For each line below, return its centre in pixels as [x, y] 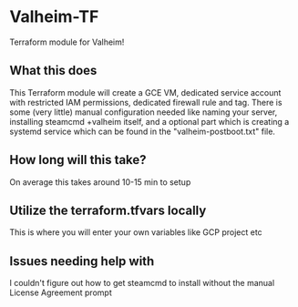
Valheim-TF [54, 17]
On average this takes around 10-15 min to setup [100, 182]
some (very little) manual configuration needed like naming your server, [144, 112]
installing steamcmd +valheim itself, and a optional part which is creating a [149, 121]
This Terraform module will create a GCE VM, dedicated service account [145, 92]
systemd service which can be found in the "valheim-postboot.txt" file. [143, 131]
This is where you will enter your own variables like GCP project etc [136, 232]
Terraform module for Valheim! [67, 42]
